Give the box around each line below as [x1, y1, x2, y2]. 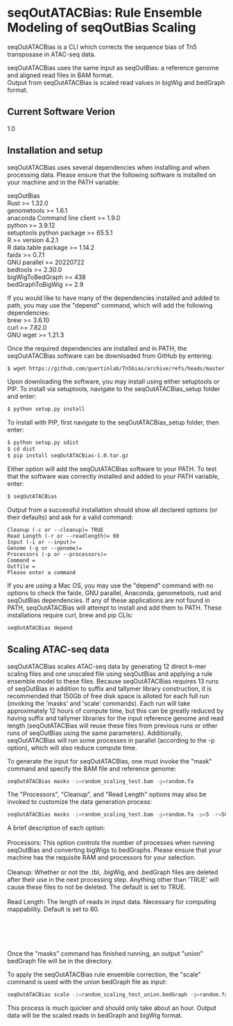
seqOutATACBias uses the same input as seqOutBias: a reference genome [7, 63, 219, 72]
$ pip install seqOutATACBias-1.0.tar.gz [7, 452, 129, 459]
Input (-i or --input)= [7, 538, 76, 546]
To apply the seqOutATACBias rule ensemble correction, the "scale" [7, 970, 201, 979]
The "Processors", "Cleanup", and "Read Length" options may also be [7, 790, 207, 798]
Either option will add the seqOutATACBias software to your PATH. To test [7, 464, 217, 473]
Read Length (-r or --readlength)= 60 [7, 532, 119, 539]
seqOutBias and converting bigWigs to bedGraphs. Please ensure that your [7, 846, 222, 854]
